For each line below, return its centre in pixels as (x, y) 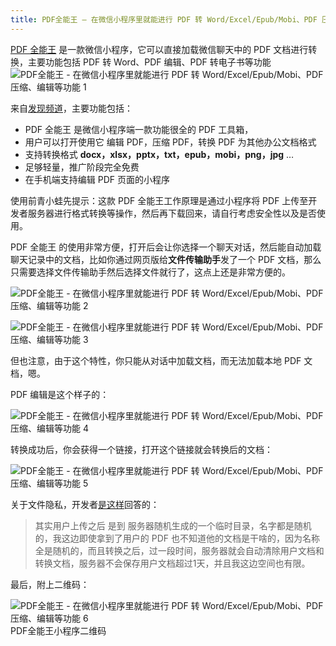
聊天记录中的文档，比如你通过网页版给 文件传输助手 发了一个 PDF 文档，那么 (166, 259)
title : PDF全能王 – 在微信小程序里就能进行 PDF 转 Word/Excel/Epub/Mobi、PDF (164, 19)
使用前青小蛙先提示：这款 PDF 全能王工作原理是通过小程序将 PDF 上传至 (159, 200)
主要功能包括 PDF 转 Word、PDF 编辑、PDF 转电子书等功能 (149, 62)
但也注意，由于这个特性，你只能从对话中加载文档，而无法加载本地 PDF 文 (161, 360)
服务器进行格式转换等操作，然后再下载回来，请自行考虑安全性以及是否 (172, 213)
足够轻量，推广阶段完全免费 (82, 167)
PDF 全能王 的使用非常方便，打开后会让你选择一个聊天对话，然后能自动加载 (166, 247)
